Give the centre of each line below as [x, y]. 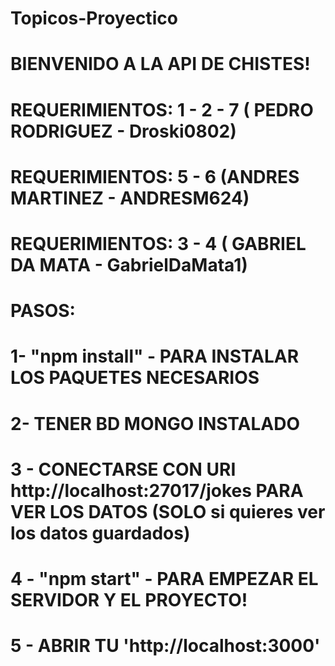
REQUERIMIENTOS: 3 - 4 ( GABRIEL [158, 243]
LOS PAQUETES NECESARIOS [135, 378]
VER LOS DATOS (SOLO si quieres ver [168, 511]
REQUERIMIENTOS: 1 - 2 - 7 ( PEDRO [162, 109]
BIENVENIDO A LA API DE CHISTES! [160, 64]
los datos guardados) [100, 533]
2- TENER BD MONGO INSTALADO [155, 423]
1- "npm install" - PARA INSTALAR [155, 356]
